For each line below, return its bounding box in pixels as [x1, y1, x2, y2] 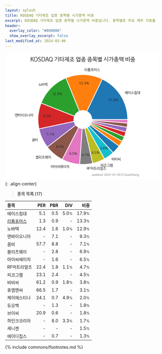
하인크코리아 [7, 318, 31, 324]
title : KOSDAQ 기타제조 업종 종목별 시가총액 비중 [5, 13, 94, 18]
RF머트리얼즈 [7, 264, 32, 270]
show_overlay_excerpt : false [9, 34, 68, 38]
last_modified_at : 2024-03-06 [5, 39, 66, 44]
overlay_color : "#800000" [9, 28, 62, 34]
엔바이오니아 [7, 234, 31, 239]
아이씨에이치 [7, 256, 31, 262]
